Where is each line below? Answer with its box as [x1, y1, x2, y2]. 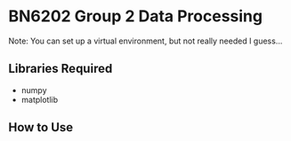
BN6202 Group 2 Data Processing [8, 6, 263, 27]
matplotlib [20, 94, 59, 105]
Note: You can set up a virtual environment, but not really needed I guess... [8, 35, 283, 46]
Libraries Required [8, 61, 113, 76]
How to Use [8, 120, 74, 135]
